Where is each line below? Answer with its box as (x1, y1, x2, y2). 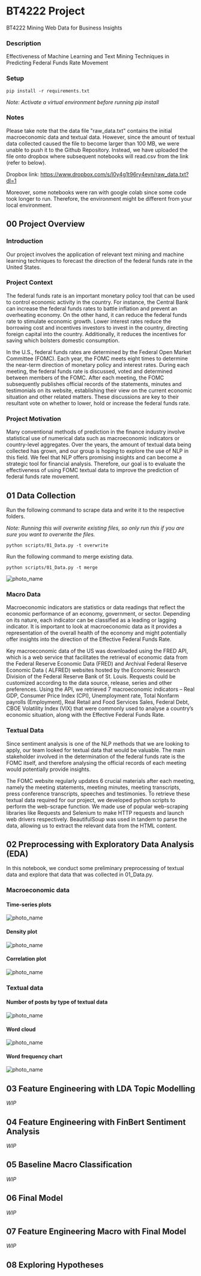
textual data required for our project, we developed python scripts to (6, 796, 176, 803)
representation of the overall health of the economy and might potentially (6, 630, 187, 637)
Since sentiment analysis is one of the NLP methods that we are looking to (6, 740, 190, 747)
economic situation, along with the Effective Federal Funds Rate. (6, 711, 165, 719)
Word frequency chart (6, 1052, 63, 1060)
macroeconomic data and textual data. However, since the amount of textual (6, 133, 195, 141)
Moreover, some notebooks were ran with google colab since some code (6, 188, 187, 196)
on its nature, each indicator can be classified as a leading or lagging (6, 616, 177, 624)
